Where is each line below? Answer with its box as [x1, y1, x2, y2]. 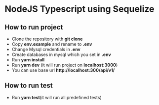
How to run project [4, 23, 63, 31]
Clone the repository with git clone [11, 36, 83, 42]
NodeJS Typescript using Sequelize [4, 3, 155, 15]
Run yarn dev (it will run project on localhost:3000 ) [11, 62, 118, 68]
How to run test [4, 81, 53, 90]
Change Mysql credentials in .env [11, 47, 81, 52]
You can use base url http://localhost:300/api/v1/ [11, 67, 115, 73]
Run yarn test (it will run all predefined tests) [11, 94, 102, 100]
